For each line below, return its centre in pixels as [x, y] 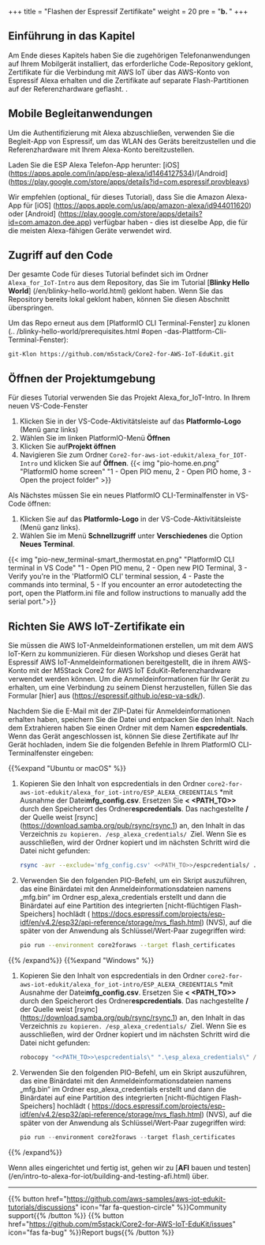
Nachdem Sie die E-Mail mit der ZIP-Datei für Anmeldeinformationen [119, 711]
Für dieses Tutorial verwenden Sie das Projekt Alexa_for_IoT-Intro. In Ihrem [129, 397]
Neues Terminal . [47, 544]
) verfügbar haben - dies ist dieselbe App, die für [168, 222]
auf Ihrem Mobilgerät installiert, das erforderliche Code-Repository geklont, [131, 63]
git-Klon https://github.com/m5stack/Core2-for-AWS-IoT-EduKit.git [121, 355]
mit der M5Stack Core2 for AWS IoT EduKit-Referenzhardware [130, 671]
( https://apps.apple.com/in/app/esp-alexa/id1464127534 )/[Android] [118, 173]
